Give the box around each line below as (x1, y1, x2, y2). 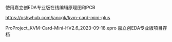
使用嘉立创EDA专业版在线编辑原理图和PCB (5, 5, 96, 10)
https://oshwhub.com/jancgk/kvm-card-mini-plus (5, 15, 110, 20)
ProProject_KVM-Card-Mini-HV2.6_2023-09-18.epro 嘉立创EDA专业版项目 (5, 25, 163, 31)
